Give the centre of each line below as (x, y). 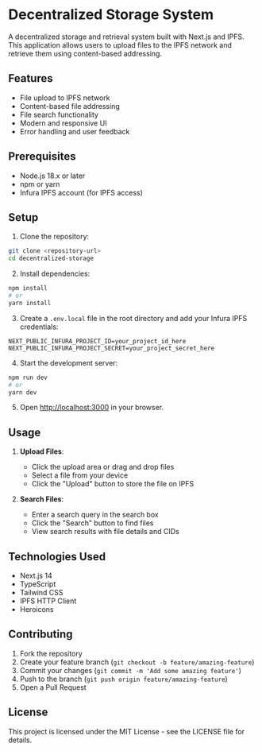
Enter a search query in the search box (95, 515)
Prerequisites (42, 157)
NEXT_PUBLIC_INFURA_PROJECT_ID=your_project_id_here (97, 341)
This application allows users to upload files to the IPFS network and (120, 45)
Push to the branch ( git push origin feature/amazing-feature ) (123, 679)
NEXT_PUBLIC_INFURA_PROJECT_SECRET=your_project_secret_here (112, 348)
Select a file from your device (80, 475)
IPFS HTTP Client (48, 601)
